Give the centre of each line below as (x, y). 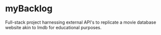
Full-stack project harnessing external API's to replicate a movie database (81, 22)
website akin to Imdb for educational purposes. (53, 27)
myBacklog (29, 9)
